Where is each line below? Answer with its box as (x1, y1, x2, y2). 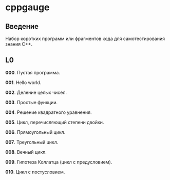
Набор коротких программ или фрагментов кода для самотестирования (5, 35, 165, 42)
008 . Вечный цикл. (5, 149, 47, 155)
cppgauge (5, 2, 50, 13)
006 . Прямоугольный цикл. (5, 129, 66, 135)
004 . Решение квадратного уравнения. (5, 109, 92, 115)
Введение (5, 22, 39, 31)
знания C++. (5, 41, 33, 47)
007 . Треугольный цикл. (5, 139, 59, 145)
